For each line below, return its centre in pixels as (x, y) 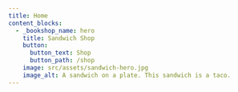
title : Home (28, 16)
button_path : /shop (62, 61)
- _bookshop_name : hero (55, 30)
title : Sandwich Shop (58, 38)
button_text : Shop (60, 53)
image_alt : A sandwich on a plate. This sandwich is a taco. (127, 75)
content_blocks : (35, 23)
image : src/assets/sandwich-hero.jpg (86, 68)
